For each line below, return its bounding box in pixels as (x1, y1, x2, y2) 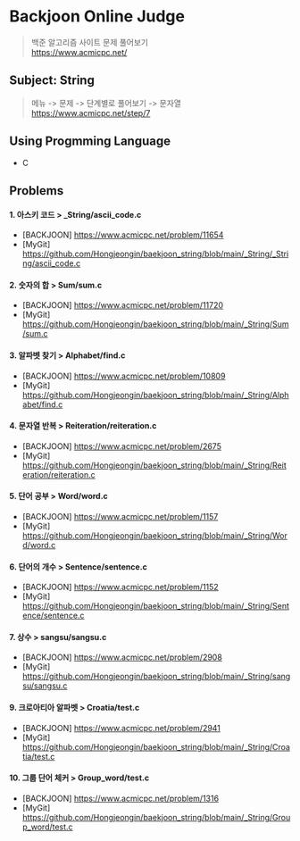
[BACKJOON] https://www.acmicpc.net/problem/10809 (21, 371, 226, 381)
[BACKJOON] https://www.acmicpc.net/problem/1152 (21, 582, 219, 593)
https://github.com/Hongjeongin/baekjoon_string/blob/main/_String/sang (21, 671, 291, 682)
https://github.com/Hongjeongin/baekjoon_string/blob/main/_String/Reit (21, 460, 287, 470)
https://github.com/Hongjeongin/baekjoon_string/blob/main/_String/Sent (21, 601, 290, 612)
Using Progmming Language (9, 134, 171, 149)
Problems (9, 183, 64, 198)
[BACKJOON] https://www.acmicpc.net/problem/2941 (21, 722, 221, 733)
